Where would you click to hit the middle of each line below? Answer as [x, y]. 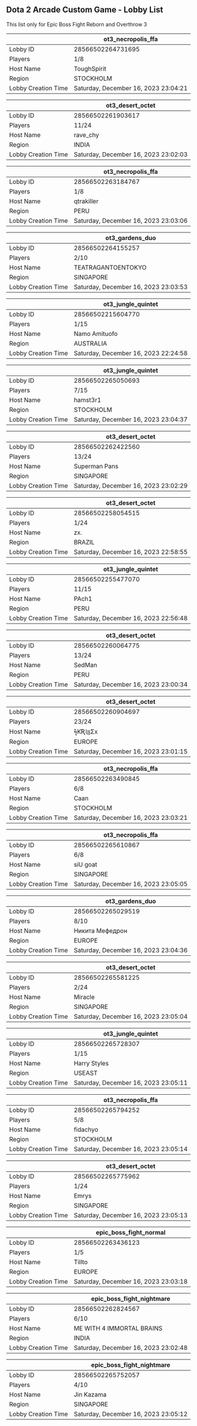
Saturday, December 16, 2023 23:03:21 [131, 818]
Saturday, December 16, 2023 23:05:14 [131, 1149]
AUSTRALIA [90, 343]
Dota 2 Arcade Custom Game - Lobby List [85, 10]
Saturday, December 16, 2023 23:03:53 [131, 287]
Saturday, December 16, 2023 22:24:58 [131, 353]
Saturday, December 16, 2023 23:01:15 [131, 751]
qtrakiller [86, 201]
